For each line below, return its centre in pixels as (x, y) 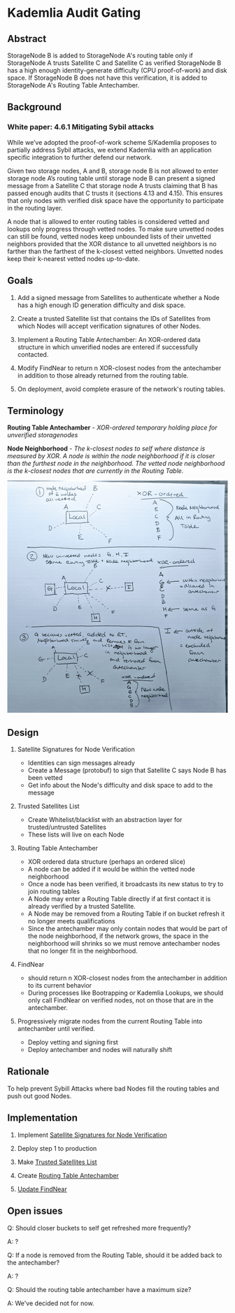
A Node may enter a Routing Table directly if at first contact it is (119, 899)
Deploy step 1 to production (57, 1148)
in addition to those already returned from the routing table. (103, 375)
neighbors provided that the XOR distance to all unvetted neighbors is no (112, 243)
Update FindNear (42, 1189)
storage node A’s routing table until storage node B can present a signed (111, 178)
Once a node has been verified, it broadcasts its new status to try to (126, 884)
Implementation (43, 1118)
